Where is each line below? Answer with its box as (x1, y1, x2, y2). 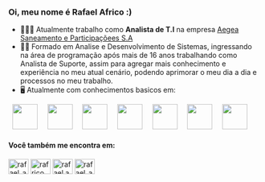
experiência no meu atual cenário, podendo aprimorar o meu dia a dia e (19, 68, 257, 77)
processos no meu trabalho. (19, 76, 114, 86)
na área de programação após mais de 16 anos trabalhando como (19, 51, 238, 60)
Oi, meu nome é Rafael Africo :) (8, 6, 132, 18)
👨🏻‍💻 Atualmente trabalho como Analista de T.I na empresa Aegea (19, 25, 239, 35)
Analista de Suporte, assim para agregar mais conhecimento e (19, 59, 226, 68)
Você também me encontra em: (8, 140, 116, 150)
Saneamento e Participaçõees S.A (19, 33, 133, 43)
